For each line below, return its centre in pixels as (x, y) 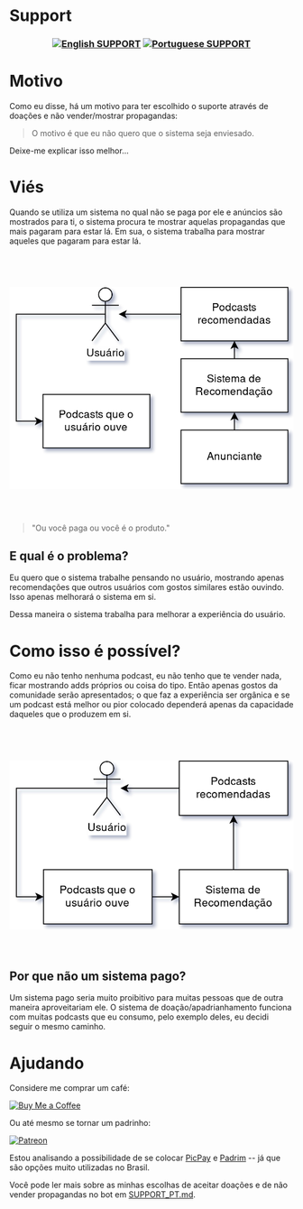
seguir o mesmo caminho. (58, 1027)
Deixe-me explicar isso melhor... (69, 151)
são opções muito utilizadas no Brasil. (80, 1167)
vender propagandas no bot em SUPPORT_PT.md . (103, 1195)
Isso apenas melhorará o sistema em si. (83, 597)
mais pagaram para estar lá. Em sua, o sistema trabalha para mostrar (138, 231)
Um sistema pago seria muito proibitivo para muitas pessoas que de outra (147, 998)
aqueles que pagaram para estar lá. (75, 241)
